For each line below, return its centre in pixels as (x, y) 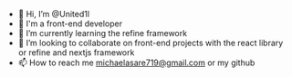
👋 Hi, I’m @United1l (53, 14)
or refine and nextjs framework (76, 53)
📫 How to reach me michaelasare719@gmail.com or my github (136, 63)
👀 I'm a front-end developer (70, 24)
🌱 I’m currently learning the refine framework (103, 33)
